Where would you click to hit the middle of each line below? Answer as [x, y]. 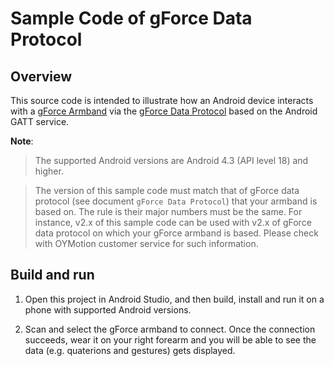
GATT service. [40, 121]
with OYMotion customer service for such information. [146, 243]
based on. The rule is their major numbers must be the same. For [168, 211]
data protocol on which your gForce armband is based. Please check [176, 233]
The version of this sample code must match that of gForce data [167, 190]
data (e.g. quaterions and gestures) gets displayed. [130, 350]
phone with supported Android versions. [108, 309]
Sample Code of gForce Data [131, 18]
